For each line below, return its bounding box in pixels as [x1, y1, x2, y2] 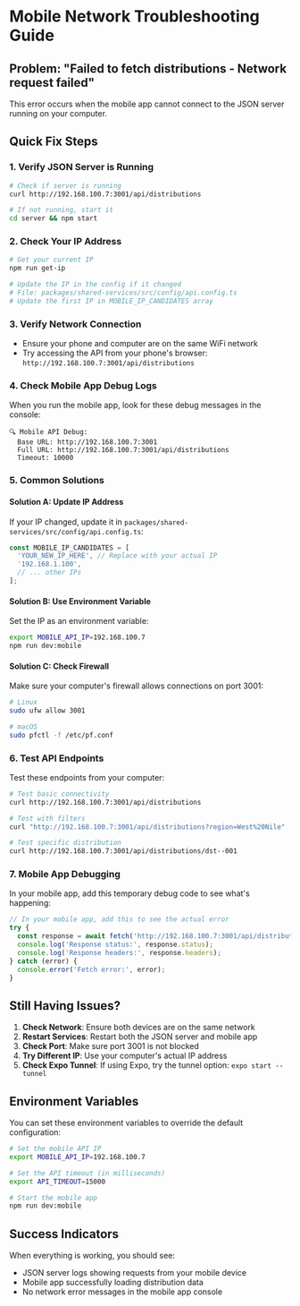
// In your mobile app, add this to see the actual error [9, 915, 229, 924]
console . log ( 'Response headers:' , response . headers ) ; [17, 948, 221, 957]
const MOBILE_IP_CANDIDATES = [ [9, 543, 129, 552]
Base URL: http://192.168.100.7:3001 [17, 438, 158, 447]
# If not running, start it [9, 206, 114, 215]
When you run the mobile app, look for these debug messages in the [9, 400, 262, 411]
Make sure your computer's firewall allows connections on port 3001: [9, 680, 263, 691]
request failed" [9, 74, 96, 90]
